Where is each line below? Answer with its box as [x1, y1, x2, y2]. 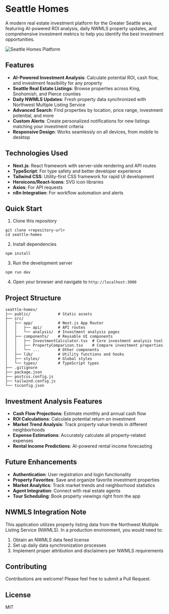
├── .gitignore [5, 365, 38, 371]
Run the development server [12, 260, 73, 266]
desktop [12, 134, 31, 140]
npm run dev [5, 270, 31, 275]
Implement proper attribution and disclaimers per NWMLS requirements [12, 547, 163, 554]
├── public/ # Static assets [5, 312, 93, 317]
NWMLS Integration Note [5, 508, 87, 517]
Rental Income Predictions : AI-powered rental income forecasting [12, 443, 152, 449]
